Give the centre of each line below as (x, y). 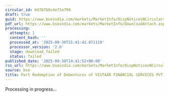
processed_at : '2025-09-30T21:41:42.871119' (57, 42)
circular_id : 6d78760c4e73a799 (38, 10)
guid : (11, 19)
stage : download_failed (34, 51)
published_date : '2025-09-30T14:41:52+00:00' (54, 61)
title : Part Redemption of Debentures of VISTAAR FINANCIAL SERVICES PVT (84, 75)
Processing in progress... (31, 89)
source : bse (18, 70)
